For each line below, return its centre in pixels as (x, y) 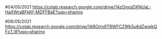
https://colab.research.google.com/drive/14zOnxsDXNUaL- (92, 7)
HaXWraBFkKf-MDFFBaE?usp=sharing (44, 12)
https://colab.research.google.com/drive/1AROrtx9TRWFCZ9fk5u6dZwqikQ (81, 26)
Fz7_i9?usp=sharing (25, 32)
